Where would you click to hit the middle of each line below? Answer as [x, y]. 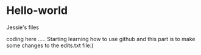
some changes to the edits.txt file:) [50, 45]
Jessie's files [23, 27]
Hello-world [37, 11]
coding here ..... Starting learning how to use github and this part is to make [101, 39]
